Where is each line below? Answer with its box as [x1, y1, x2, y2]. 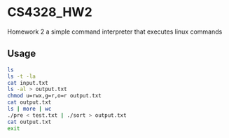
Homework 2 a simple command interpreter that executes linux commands [7, 27, 223, 36]
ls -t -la [7, 73, 36, 80]
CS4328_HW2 [7, 4, 92, 20]
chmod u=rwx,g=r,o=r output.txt [7, 92, 102, 99]
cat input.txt [7, 79, 49, 86]
